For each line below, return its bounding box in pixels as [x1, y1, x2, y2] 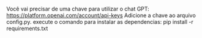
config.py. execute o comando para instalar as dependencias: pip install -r [6, 18, 194, 25]
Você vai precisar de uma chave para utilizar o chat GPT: [6, 6, 150, 12]
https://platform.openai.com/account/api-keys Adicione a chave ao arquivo [6, 12, 196, 19]
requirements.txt [6, 25, 48, 32]
